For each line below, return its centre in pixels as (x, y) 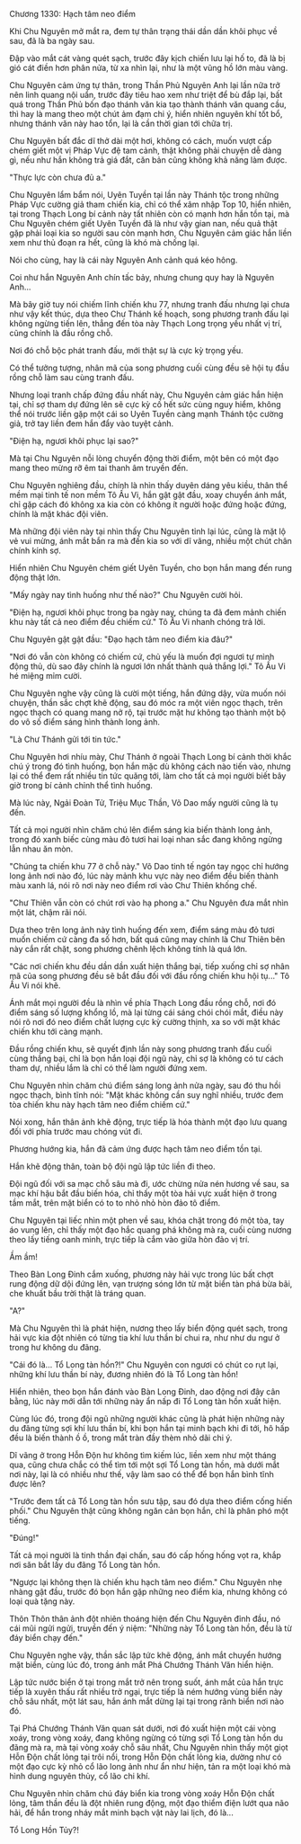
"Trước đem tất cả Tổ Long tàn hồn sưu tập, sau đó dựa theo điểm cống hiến (151, 1501)
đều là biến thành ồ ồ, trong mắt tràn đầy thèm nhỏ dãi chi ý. (121, 1438)
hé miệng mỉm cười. (46, 676)
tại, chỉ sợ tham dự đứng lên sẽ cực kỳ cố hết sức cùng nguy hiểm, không (145, 404)
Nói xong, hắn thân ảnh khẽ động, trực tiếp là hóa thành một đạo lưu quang (148, 1122)
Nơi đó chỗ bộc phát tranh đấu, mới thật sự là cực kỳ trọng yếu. (127, 350)
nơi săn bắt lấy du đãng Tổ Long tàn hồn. (85, 1565)
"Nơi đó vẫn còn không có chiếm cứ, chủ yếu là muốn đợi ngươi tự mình (142, 657)
